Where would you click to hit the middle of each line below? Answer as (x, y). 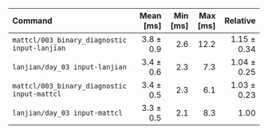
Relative (240, 21)
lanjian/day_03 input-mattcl (67, 113)
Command (33, 21)
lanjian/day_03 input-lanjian (70, 67)
